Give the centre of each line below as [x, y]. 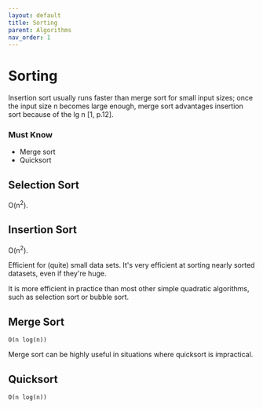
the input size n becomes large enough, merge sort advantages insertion [126, 106]
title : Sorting [33, 23]
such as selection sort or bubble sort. [69, 297]
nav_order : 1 [29, 37]
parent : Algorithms [40, 30]
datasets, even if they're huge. [57, 274]
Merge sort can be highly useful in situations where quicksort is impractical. [131, 355]
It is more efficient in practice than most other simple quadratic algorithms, [129, 289]
